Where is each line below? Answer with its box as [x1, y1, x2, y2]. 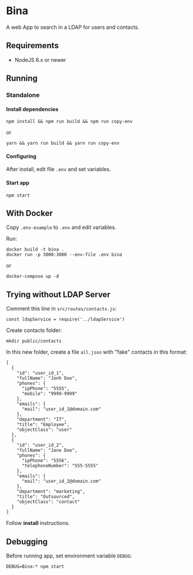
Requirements [6, 41, 59, 51]
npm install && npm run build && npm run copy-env [6, 119, 133, 125]
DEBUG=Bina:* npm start [6, 564, 65, 570]
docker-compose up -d [6, 274, 59, 280]
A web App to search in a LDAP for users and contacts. [6, 24, 139, 31]
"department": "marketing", [16, 488, 85, 495]
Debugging [6, 537, 48, 547]
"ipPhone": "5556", [21, 458, 69, 464]
